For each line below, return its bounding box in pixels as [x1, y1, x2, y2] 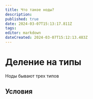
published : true [5, 16, 39, 21]
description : [5, 12, 32, 17]
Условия [5, 88, 33, 96]
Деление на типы [5, 57, 82, 68]
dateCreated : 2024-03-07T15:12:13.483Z [5, 35, 88, 40]
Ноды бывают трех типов [5, 73, 59, 79]
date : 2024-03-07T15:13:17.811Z [5, 21, 72, 26]
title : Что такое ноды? [5, 7, 55, 12]
